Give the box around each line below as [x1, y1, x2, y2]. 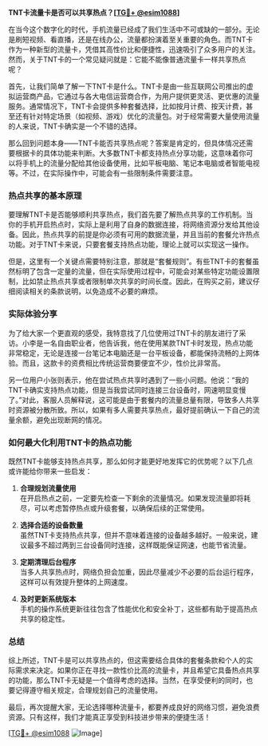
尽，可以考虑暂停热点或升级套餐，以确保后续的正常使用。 [19, 503, 209, 513]
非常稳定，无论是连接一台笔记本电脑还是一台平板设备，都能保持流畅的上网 [8, 348, 253, 357]
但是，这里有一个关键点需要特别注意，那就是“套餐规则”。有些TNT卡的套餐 [8, 257, 253, 266]
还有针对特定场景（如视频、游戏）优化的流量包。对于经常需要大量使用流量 [14, 112, 260, 120]
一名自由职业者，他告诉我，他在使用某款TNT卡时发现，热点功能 [42, 338, 254, 348]
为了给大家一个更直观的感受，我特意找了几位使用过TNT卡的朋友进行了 [8, 328, 239, 337]
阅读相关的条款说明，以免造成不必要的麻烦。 [14, 286, 162, 296]
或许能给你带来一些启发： [8, 466, 93, 476]
